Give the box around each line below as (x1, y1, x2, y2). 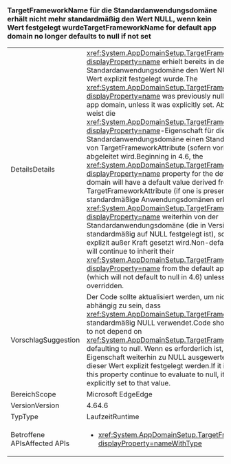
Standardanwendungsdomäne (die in (86, 221, 206, 230)
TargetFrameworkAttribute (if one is (86, 186, 202, 196)
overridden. (86, 281, 124, 291)
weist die (86, 109, 115, 119)
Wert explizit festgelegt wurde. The (86, 74, 198, 84)
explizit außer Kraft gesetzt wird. (86, 238, 192, 248)
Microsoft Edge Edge (86, 390, 153, 399)
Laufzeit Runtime (86, 412, 140, 422)
